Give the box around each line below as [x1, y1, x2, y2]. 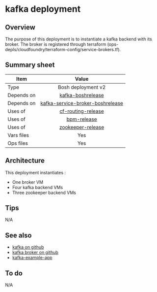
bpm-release [66, 116, 97, 123]
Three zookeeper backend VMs [12, 190, 76, 195]
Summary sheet [5, 61, 55, 69]
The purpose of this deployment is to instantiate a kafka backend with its [5, 36, 152, 42]
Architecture [5, 157, 45, 165]
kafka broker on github [12, 250, 59, 256]
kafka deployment [5, 3, 81, 15]
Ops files [7, 139, 28, 146]
